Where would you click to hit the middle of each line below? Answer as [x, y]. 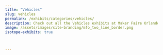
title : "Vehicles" [24, 9]
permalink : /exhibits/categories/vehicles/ [50, 18]
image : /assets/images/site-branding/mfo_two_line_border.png [69, 28]
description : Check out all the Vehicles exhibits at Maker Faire [73, 23]
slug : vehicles [20, 14]
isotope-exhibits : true [29, 32]
